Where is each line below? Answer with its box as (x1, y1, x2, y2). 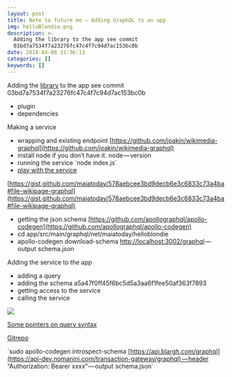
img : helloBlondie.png (7, 23, 73, 30)
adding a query (17, 271, 61, 280)
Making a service (7, 122, 57, 131)
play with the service (17, 166, 78, 174)
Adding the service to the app (7, 258, 92, 266)
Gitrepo (7, 333, 29, 342)
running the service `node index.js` (17, 158, 117, 167)
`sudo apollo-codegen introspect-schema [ (7, 347, 131, 355)
